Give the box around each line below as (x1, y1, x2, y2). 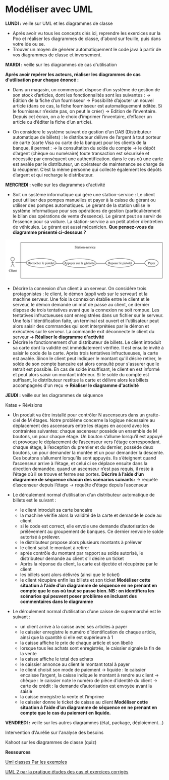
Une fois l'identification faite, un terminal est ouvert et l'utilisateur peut (12, 317, 159, 324)
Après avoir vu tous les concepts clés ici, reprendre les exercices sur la (12, 30, 161, 36)
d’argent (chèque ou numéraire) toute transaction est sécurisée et (12, 150, 150, 156)
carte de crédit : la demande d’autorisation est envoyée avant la (20, 683, 152, 689)
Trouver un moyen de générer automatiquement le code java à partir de (12, 46, 161, 52)
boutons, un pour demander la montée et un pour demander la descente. (12, 449, 164, 455)
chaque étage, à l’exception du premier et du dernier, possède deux (12, 444, 154, 450)
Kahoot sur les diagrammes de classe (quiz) (5, 739, 97, 745)
